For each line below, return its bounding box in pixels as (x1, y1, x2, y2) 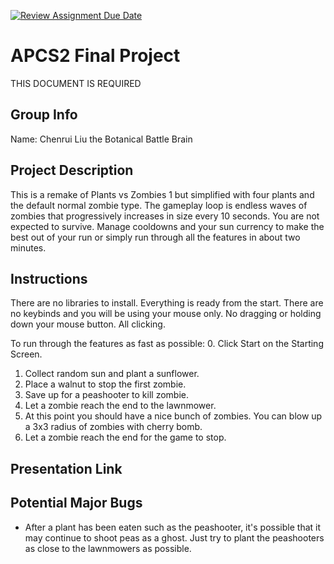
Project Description (10, 162, 134, 179)
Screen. (10, 348, 43, 360)
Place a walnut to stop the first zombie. (24, 378, 187, 390)
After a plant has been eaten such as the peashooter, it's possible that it (24, 521, 322, 533)
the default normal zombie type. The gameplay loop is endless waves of (10, 199, 308, 211)
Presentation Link (10, 460, 123, 477)
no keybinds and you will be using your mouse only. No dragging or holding (10, 308, 322, 320)
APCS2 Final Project (10, 45, 181, 67)
